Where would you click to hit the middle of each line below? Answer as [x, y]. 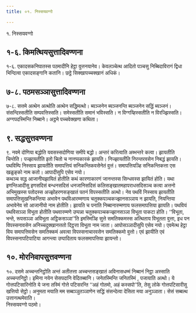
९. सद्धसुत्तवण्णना [29, 138]
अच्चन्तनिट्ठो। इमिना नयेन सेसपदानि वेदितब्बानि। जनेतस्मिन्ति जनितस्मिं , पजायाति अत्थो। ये [90, 278]
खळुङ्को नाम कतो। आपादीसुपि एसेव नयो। [46, 172]
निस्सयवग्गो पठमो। [23, 304]
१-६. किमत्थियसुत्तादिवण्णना [45, 53]
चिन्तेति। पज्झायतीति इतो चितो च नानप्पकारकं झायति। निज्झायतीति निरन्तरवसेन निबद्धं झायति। [94, 159]
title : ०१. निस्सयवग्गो [29, 11]
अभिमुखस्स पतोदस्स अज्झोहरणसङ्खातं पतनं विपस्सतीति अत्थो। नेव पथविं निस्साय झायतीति [90, 192]
